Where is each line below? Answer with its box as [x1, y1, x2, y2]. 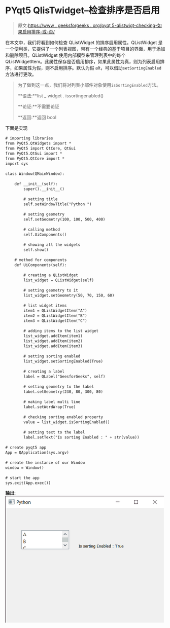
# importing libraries [5, 135, 53, 141]
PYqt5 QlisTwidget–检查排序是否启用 [5, 5, 160, 16]
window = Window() [5, 465, 44, 470]
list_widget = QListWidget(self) [23, 277, 94, 283]
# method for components [14, 257, 67, 263]
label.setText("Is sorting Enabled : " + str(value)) [23, 434, 140, 440]
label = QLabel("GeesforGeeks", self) [23, 374, 106, 379]
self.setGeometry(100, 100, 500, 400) [23, 216, 106, 222]
